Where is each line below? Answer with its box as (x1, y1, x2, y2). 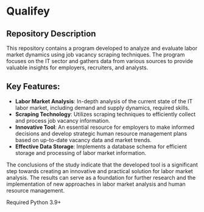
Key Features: (6, 81, 60, 92)
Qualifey (6, 4, 51, 18)
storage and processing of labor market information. (15, 149, 147, 156)
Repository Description (6, 29, 96, 39)
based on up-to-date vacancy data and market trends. (15, 136, 152, 143)
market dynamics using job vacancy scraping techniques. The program (6, 51, 185, 58)
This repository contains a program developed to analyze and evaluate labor (6, 44, 198, 52)
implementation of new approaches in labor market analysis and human (6, 180, 186, 188)
